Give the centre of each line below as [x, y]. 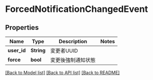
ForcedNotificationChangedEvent [77, 9]
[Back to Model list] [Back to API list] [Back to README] [62, 73]
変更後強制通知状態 [73, 60]
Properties [22, 28]
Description [73, 41]
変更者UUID [64, 51]
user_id [17, 50]
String [38, 50]
